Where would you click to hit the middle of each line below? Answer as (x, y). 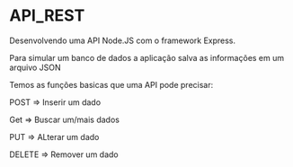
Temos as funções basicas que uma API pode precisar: (111, 84)
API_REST (47, 16)
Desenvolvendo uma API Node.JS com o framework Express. (123, 40)
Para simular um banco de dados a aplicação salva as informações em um (147, 57)
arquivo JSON (35, 67)
